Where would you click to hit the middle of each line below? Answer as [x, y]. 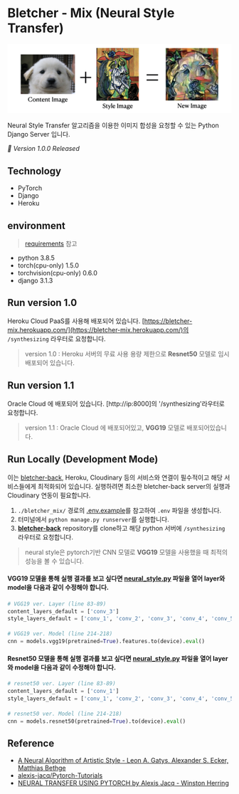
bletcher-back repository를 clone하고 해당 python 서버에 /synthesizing [121, 528]
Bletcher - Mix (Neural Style [91, 13]
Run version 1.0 [42, 303]
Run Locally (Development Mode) [83, 459]
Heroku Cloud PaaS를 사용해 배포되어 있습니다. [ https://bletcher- [100, 321]
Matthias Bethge [42, 768]
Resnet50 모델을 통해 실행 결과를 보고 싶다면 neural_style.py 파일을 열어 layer [118, 658]
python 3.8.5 [36, 258]
